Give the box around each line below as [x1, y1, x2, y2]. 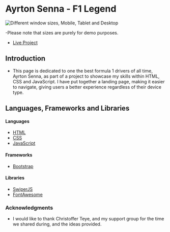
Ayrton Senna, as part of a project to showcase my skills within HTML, [12, 73, 160, 79]
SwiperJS [12, 186, 33, 192]
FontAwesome [12, 191, 43, 197]
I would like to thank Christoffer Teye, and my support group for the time [12, 216, 164, 222]
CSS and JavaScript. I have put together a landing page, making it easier [12, 78, 165, 84]
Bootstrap [12, 163, 34, 169]
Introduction [5, 54, 46, 63]
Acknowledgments [5, 204, 53, 211]
